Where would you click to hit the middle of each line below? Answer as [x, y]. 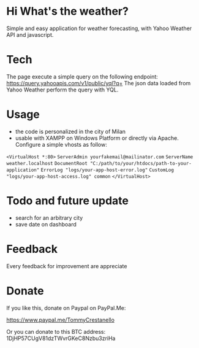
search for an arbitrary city [49, 218]
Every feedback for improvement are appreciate [67, 266]
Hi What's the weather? [67, 11]
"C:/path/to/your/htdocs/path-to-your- [141, 163]
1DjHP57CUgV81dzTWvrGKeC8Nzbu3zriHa [61, 338]
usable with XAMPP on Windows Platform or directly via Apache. [97, 138]
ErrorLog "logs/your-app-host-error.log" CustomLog [107, 170]
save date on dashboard [46, 224]
